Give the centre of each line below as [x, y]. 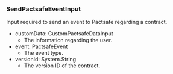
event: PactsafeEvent [41, 46]
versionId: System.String [46, 60]
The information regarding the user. [68, 40]
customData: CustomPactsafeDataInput [64, 34]
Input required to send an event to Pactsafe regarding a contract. [87, 22]
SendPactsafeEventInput [44, 9]
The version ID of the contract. [62, 66]
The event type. [43, 53]
